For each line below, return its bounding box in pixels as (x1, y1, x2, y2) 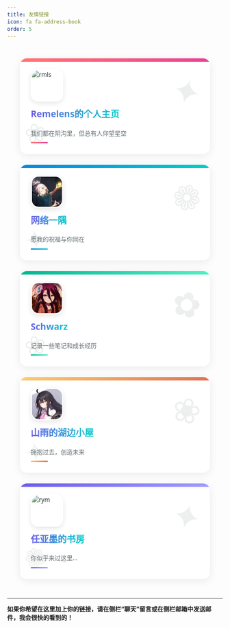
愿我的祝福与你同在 (30, 235, 85, 244)
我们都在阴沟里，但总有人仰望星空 (30, 128, 127, 137)
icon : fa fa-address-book (7, 18, 81, 25)
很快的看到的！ (30, 613, 73, 621)
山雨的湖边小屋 (30, 426, 94, 439)
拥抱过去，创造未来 (30, 447, 85, 456)
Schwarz (30, 320, 68, 333)
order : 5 (7, 25, 32, 32)
